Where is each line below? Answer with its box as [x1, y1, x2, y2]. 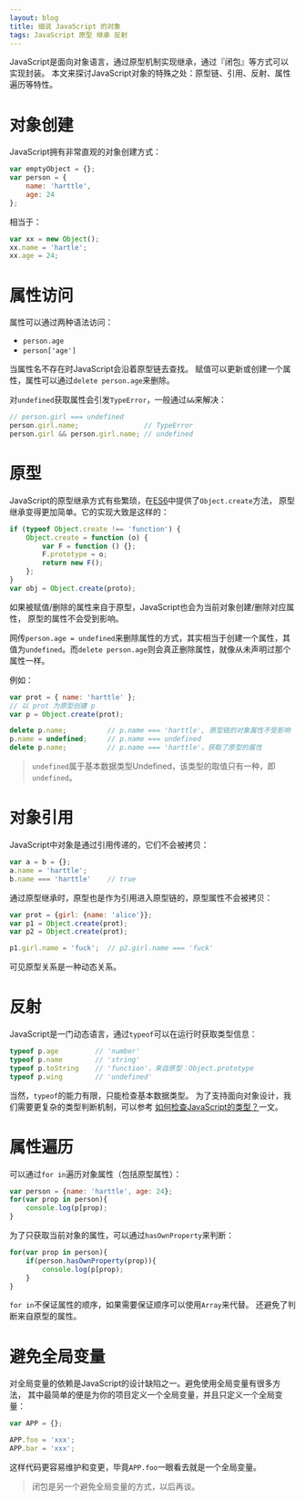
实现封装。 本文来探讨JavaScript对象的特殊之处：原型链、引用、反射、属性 [9, 67, 291, 78]
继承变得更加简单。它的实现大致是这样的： [9, 506, 169, 517]
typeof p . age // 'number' [9, 1047, 141, 1056]
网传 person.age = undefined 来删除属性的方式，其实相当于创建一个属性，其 [9, 632, 291, 643]
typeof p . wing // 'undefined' [9, 1072, 153, 1081]
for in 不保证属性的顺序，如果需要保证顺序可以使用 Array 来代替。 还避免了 [9, 1299, 289, 1310]
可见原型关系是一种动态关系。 [9, 961, 121, 972]
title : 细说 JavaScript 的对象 [9, 22, 121, 31]
